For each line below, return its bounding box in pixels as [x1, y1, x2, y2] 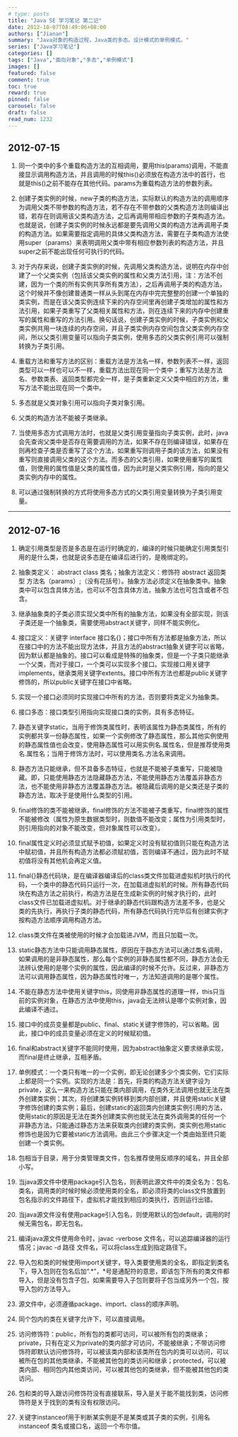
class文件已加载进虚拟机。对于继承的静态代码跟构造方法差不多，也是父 [18, 898, 225, 907]
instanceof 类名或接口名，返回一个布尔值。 [18, 1422, 144, 1431]
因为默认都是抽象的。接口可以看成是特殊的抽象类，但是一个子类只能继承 [18, 651, 229, 660]
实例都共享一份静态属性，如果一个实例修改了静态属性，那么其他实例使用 [18, 732, 229, 740]
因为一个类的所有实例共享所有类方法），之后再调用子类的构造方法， [30, 280, 226, 289]
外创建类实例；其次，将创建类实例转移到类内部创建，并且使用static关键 [18, 1094, 227, 1103]
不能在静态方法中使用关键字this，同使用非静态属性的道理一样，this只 [18, 987, 220, 996]
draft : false [8, 109, 47, 116]
